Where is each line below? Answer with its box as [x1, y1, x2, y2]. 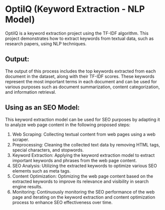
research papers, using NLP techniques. [5, 40, 87, 46]
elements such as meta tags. [12, 168, 71, 174]
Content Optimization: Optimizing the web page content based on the [12, 173, 154, 179]
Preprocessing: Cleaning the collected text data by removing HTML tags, [12, 141, 160, 147]
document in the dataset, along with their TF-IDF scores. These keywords [5, 73, 155, 79]
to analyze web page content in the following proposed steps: [5, 122, 131, 128]
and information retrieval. [5, 89, 57, 95]
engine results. [12, 183, 43, 189]
